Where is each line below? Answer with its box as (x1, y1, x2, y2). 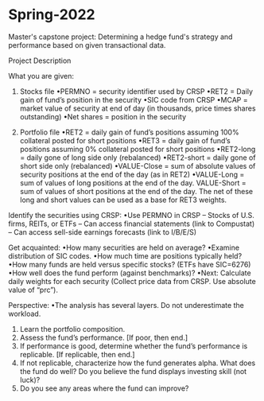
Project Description (8, 56, 72, 65)
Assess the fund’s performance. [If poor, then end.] (19, 333, 188, 342)
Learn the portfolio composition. (19, 324, 126, 333)
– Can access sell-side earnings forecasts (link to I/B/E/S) (8, 227, 197, 236)
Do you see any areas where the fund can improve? (19, 383, 189, 393)
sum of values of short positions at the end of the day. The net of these (19, 186, 253, 196)
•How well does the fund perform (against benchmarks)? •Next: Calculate (8, 268, 252, 278)
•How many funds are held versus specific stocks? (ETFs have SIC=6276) (8, 259, 251, 269)
